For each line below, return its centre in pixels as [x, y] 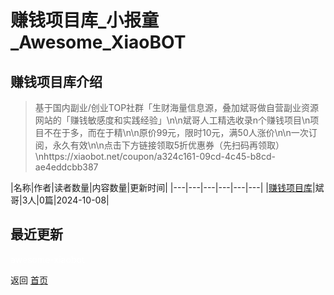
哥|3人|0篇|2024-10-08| [60, 200]
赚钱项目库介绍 [56, 81]
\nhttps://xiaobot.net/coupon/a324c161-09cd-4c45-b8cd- [155, 156]
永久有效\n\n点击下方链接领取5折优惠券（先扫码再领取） [168, 145]
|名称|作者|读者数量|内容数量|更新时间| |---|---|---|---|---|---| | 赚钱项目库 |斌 [167, 187]
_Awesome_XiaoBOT [98, 42]
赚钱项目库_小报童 [85, 20]
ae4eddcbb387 [66, 167]
